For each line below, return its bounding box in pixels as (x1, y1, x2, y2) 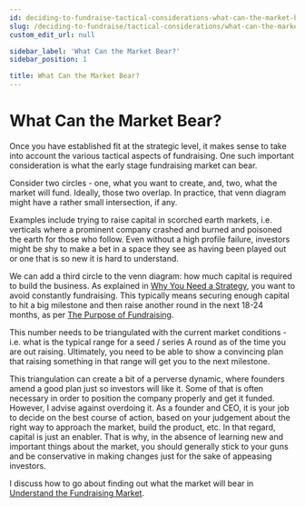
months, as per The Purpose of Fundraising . (9, 309, 174, 320)
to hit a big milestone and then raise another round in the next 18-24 (9, 299, 263, 310)
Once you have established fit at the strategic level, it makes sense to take (9, 140, 288, 151)
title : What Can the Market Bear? (9, 72, 141, 81)
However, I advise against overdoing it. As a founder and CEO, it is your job (9, 402, 290, 413)
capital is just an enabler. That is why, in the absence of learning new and (9, 431, 284, 442)
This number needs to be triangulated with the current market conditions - (9, 326, 288, 337)
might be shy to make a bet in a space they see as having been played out (9, 243, 287, 254)
